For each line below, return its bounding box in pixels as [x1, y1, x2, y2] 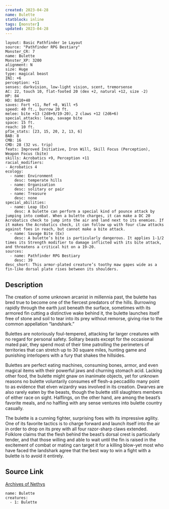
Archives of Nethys [5, 481, 46, 487]
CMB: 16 [5, 138, 22, 143]
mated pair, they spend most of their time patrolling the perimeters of [5, 341, 149, 348]
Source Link [5, 467, 44, 476]
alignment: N [5, 62, 33, 67]
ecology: [5, 169, 24, 174]
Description [5, 280, 43, 289]
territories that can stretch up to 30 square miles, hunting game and [5, 347, 147, 353]
